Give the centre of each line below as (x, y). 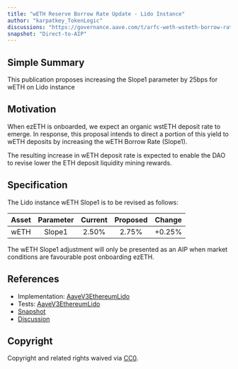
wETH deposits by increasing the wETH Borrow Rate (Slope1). (97, 141)
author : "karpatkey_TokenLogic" (55, 21)
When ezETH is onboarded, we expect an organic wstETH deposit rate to (114, 126)
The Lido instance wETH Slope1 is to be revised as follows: (93, 202)
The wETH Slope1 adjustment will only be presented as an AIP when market (118, 249)
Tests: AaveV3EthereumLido (59, 304)
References (33, 279)
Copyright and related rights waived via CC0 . (73, 358)
